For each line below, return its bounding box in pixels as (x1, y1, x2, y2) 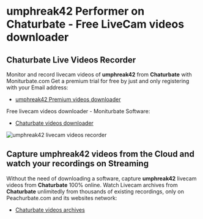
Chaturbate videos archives (15, 206, 86, 213)
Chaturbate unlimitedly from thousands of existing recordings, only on (6, 188, 185, 195)
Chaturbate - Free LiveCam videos (6, 17, 185, 31)
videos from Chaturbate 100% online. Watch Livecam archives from (6, 181, 179, 188)
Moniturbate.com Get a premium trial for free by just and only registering (6, 78, 190, 84)
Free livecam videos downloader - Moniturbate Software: (6, 108, 150, 114)
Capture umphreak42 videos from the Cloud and (6, 149, 194, 160)
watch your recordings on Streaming (6, 158, 149, 169)
